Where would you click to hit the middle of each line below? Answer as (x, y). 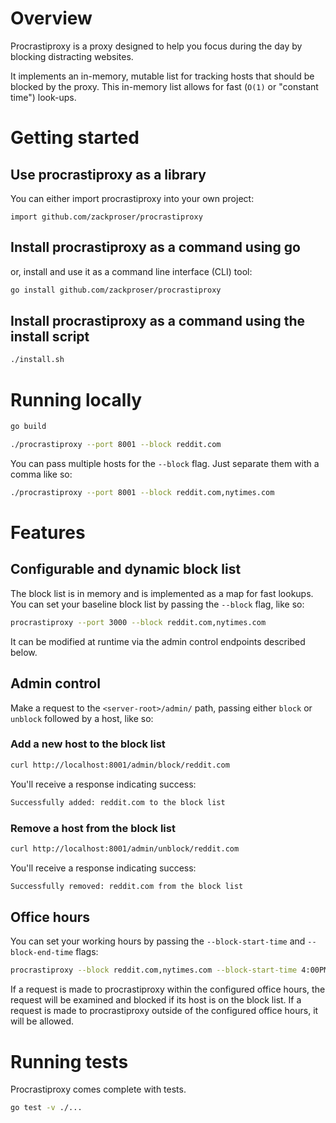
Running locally (76, 399)
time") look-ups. (43, 97)
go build (28, 427)
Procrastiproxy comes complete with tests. (98, 1089)
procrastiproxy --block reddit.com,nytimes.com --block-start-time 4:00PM (169, 970)
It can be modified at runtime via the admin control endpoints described (158, 641)
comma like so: (41, 474)
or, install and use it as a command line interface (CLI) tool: (131, 271)
